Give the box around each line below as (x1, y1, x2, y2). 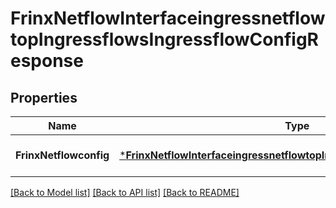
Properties (10, 89, 78, 106)
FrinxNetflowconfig (15, 148, 110, 162)
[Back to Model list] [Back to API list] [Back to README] (10, 187, 240, 198)
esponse (10, 50, 84, 72)
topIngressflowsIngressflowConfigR (10, 28, 319, 51)
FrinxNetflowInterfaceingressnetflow (10, 7, 326, 30)
